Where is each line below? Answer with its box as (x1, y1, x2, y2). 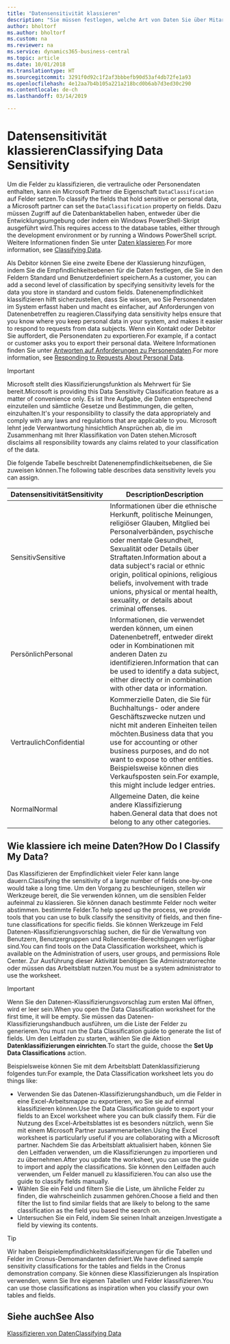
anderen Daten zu (110, 649, 168, 658)
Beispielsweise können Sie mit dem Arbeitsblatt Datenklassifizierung (7, 1062, 200, 1070)
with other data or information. (110, 683, 207, 693)
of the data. (7, 445, 40, 453)
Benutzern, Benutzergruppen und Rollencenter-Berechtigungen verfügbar (7, 934, 216, 943)
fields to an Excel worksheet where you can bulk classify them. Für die (16, 1111, 216, 1120)
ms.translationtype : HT (7, 67, 75, 74)
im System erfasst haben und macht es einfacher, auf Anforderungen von (7, 302, 214, 310)
